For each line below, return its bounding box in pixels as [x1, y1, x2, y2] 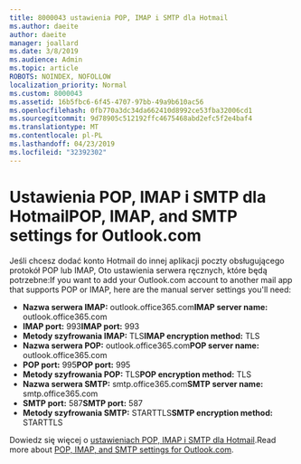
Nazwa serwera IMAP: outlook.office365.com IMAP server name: [22, 301, 268, 312]
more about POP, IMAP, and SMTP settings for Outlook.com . [9, 444, 234, 455]
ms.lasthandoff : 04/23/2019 [9, 139, 116, 148]
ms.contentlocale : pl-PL [9, 131, 103, 140]
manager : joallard [9, 38, 79, 48]
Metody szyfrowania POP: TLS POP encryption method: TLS [22, 368, 251, 380]
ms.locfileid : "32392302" [9, 147, 107, 156]
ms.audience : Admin [9, 55, 83, 64]
